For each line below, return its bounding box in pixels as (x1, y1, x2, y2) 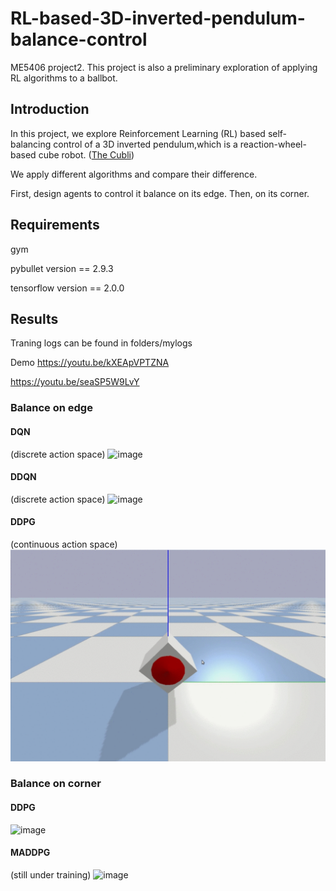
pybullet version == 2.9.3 (10, 262, 114, 274)
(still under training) (10, 868, 92, 881)
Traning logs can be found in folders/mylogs (10, 337, 193, 349)
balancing (10, 138, 52, 150)
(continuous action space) (10, 538, 118, 550)
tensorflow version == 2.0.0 (10, 282, 125, 294)
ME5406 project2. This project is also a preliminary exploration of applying (10, 61, 318, 73)
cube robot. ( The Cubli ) (38, 148, 135, 161)
